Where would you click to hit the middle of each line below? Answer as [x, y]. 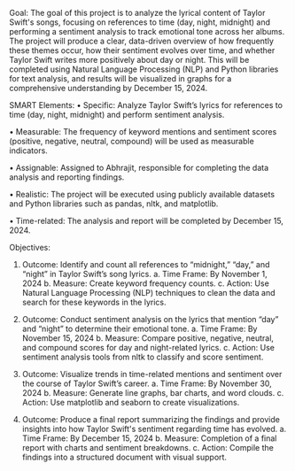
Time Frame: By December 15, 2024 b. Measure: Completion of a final [149, 438]
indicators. [29, 151]
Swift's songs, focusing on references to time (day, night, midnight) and [140, 22]
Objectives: [30, 247]
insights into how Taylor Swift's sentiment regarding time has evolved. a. [154, 429]
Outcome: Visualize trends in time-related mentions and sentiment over [152, 374]
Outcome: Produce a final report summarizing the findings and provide [151, 419]
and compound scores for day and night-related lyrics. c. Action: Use [148, 347]
